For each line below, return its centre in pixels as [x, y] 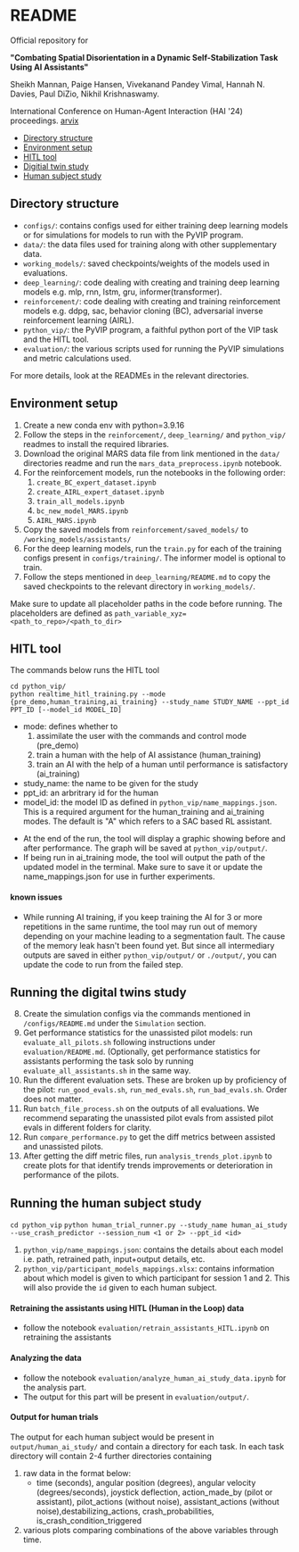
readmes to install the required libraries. [96, 444]
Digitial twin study [56, 166]
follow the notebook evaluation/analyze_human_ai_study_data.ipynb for [154, 1378]
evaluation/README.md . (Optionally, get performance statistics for [141, 1052]
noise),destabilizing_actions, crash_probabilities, [125, 1511]
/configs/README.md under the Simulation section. [114, 1024]
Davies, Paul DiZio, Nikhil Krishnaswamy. [85, 94]
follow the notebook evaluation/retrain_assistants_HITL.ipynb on [146, 1328]
